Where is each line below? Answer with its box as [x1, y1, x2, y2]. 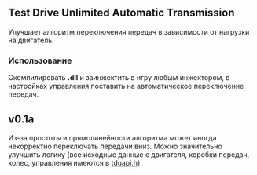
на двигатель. [8, 35, 55, 45]
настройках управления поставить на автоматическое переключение [8, 82, 244, 91]
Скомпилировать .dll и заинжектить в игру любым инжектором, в [8, 73, 230, 82]
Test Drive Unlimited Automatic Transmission [8, 6, 235, 20]
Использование [8, 55, 72, 66]
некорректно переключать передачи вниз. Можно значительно [8, 141, 222, 151]
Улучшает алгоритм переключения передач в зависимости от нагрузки [8, 27, 250, 36]
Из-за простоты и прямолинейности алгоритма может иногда [8, 133, 218, 142]
